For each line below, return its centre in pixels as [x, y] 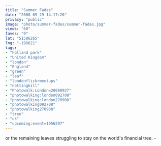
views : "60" [18, 29]
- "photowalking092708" [30, 105]
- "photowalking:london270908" [38, 100]
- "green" [16, 72]
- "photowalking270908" [30, 109]
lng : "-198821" [21, 43]
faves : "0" [17, 34]
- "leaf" [14, 76]
